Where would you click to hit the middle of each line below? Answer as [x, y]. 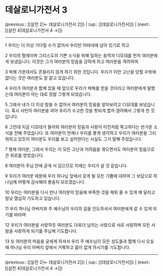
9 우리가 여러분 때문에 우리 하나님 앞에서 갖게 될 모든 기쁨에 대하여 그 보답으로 [79, 176]
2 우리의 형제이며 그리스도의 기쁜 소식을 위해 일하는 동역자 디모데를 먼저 [73, 55]
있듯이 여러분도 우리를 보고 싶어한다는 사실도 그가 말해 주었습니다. [80, 139]
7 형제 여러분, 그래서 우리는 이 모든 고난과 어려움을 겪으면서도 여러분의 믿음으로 [80, 149]
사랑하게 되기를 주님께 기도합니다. [46, 231]
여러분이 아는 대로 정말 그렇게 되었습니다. [53, 94]
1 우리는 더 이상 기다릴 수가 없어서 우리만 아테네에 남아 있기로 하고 [67, 45]
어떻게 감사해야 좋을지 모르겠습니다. [52, 182]
